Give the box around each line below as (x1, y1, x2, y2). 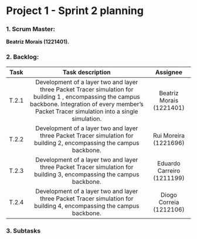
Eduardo (157, 159, 181, 168)
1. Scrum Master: (6, 25, 56, 33)
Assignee (155, 68, 183, 76)
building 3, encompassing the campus (34, 170, 140, 178)
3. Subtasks (6, 227, 41, 235)
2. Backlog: (6, 53, 39, 61)
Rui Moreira (152, 131, 185, 139)
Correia (158, 198, 179, 206)
